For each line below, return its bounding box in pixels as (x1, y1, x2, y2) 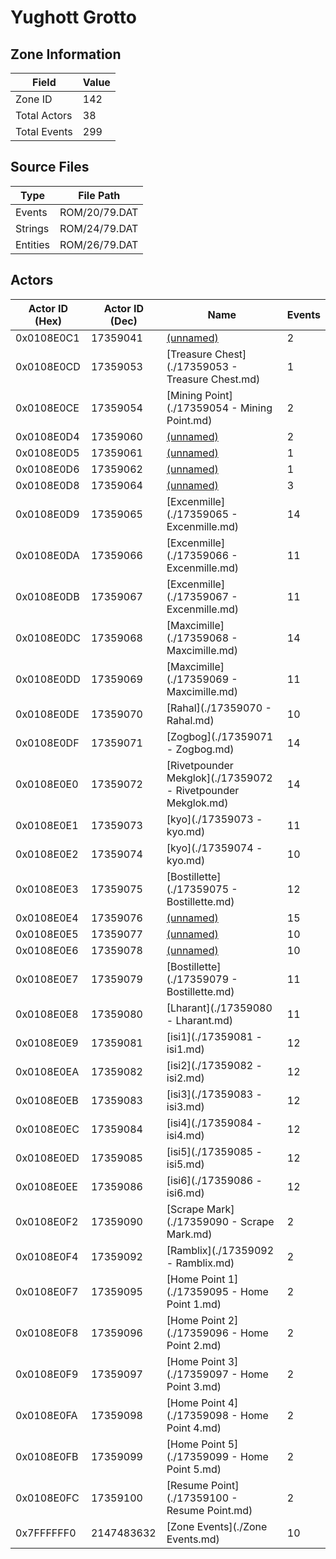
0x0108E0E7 (15, 972, 79, 986)
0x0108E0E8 (15, 1007, 79, 1021)
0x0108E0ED (15, 1151, 80, 1165)
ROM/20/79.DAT (59, 205, 139, 219)
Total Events (15, 125, 73, 138)
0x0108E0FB (15, 1449, 79, 1463)
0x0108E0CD (15, 359, 81, 373)
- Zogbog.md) (166, 742, 235, 756)
